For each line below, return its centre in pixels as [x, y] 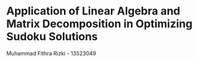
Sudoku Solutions [52, 37]
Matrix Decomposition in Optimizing [100, 24]
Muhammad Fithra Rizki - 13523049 [51, 53]
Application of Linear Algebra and [94, 11]
